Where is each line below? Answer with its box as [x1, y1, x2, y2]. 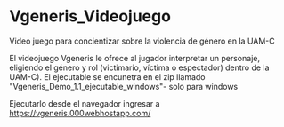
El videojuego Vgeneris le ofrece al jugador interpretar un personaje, [9, 52, 261, 63]
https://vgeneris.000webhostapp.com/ [9, 107, 151, 118]
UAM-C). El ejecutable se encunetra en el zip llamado [9, 71, 207, 82]
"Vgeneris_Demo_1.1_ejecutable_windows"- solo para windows [9, 81, 239, 91]
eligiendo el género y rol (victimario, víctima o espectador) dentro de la [9, 62, 270, 73]
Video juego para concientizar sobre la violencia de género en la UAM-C [9, 36, 276, 46]
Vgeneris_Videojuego [9, 6, 172, 27]
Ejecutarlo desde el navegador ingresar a [9, 98, 160, 108]
